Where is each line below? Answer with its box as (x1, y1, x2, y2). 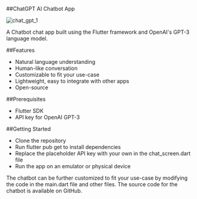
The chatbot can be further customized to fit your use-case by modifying (6, 174, 188, 182)
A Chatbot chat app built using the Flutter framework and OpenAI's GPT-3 (6, 28, 190, 36)
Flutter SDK (14, 107, 44, 114)
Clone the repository (14, 137, 66, 144)
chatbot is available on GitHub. (6, 187, 83, 194)
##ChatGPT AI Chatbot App (6, 5, 75, 12)
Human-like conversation (14, 65, 78, 72)
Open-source (14, 84, 49, 91)
